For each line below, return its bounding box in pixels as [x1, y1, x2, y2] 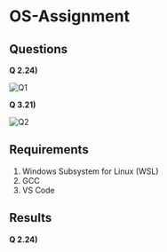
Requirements [9, 142, 89, 157]
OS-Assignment [9, 6, 131, 27]
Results [9, 210, 52, 225]
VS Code [21, 185, 55, 195]
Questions [9, 42, 68, 57]
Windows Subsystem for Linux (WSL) [21, 166, 159, 177]
